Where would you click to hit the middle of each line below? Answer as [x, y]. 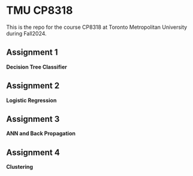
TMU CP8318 [40, 11]
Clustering [20, 167]
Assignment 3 [33, 119]
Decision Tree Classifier [37, 67]
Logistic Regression [31, 100]
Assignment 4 [33, 152]
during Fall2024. [26, 33]
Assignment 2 [33, 86]
